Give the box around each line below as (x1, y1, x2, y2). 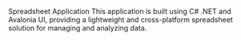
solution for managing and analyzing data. (8, 24, 147, 32)
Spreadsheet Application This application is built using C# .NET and (8, 7, 232, 16)
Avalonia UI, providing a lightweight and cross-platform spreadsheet (8, 15, 234, 24)
